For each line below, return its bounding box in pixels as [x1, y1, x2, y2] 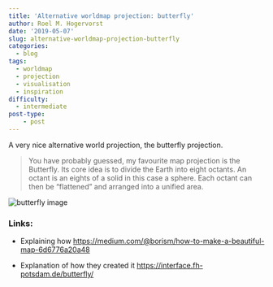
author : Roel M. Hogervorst [8, 20, 104, 28]
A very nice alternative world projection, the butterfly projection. [8, 140, 223, 150]
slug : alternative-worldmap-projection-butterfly [8, 34, 180, 43]
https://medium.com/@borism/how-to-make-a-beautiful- [72, 237, 265, 246]
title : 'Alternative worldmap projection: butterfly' [8, 11, 195, 20]
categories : [8, 42, 49, 50]
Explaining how [19, 237, 71, 246]
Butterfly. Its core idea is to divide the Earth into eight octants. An [28, 164, 247, 174]
